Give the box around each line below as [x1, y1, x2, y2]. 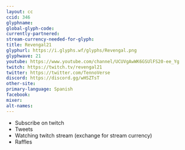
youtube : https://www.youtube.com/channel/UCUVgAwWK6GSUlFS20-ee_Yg [6, 58, 180, 64]
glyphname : [6, 20, 33, 26]
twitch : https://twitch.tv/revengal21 [6, 64, 102, 70]
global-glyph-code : [6, 25, 55, 32]
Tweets [14, 126, 33, 133]
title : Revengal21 [6, 42, 52, 48]
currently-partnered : [6, 31, 60, 37]
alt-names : [6, 102, 33, 109]
